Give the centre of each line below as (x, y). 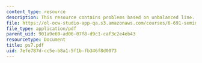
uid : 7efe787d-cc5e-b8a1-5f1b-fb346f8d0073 (62, 51)
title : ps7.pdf (25, 46)
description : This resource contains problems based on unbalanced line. (101, 17)
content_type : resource (36, 12)
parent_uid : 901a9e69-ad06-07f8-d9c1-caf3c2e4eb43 (71, 34)
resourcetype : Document (36, 40)
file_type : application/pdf (41, 28)
